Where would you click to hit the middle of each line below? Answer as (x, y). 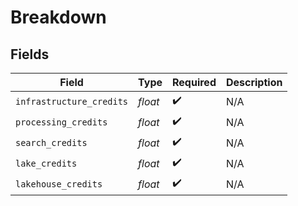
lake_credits (46, 163)
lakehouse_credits (59, 184)
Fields (30, 54)
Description (254, 82)
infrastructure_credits (72, 101)
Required (194, 82)
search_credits (51, 142)
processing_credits (61, 122)
